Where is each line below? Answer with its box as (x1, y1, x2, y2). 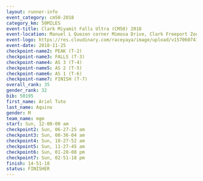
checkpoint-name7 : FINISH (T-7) (6, 76, 88, 82)
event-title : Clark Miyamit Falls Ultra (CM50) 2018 (6, 25, 142, 32)
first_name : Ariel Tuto (6, 98, 66, 104)
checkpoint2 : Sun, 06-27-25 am (6, 127, 85, 133)
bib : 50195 (6, 93, 34, 99)
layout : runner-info (6, 8, 59, 15)
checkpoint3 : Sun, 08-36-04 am (6, 132, 85, 139)
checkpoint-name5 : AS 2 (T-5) (6, 65, 83, 71)
